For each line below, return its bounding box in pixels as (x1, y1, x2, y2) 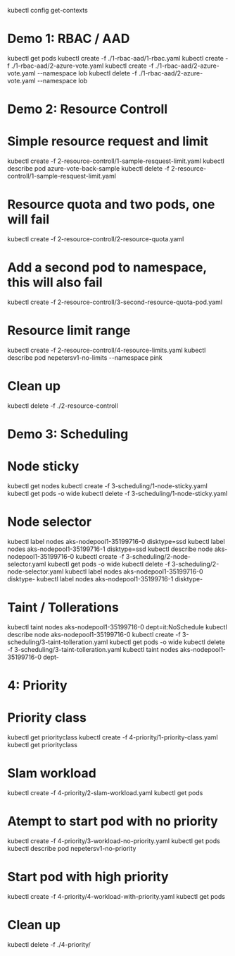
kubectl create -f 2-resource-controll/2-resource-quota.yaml (7, 235, 184, 243)
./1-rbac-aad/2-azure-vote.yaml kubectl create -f (11, 61, 154, 70)
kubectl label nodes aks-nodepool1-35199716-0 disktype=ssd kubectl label (7, 537, 225, 545)
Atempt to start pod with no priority (7, 813, 218, 830)
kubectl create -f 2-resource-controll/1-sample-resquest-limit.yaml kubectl (7, 157, 225, 165)
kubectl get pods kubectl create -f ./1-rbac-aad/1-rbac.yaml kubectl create (7, 54, 224, 62)
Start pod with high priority (7, 869, 169, 885)
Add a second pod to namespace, (7, 260, 208, 276)
